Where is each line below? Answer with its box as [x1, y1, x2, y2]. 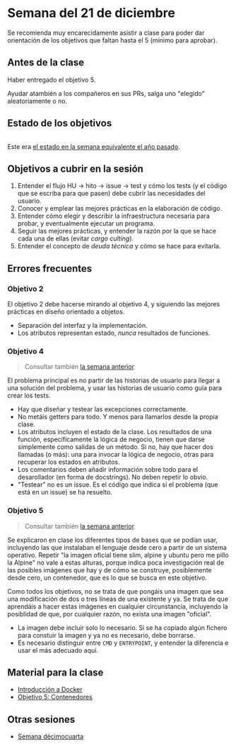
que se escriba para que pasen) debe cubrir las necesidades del [17, 189, 206, 198]
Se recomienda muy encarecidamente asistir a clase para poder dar [7, 28, 205, 37]
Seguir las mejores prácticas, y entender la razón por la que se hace [17, 227, 217, 236]
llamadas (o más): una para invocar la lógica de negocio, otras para [17, 450, 214, 459]
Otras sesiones [7, 713, 76, 725]
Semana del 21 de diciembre [7, 5, 175, 21]
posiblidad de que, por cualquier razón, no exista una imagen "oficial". [7, 609, 212, 618]
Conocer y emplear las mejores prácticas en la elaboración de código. [17, 204, 223, 213]
